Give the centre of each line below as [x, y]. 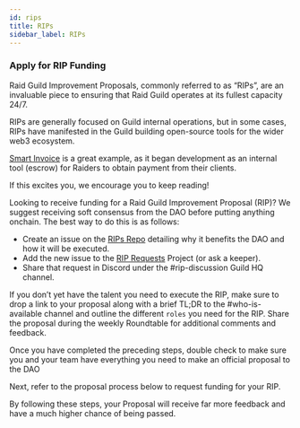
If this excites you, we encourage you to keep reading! [109, 185]
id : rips [26, 17]
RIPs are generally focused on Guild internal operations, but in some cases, [148, 121]
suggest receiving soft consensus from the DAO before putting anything [142, 212]
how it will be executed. [66, 249]
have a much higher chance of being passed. [93, 413]
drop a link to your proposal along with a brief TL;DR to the [117, 304]
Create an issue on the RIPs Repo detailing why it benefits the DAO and [153, 239]
